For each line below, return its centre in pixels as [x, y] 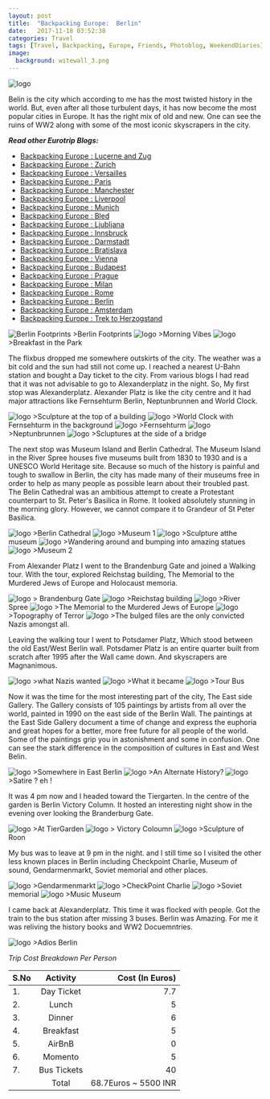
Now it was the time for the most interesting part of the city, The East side [131, 696]
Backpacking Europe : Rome [67, 292]
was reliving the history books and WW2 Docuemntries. [100, 927]
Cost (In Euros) [147, 978]
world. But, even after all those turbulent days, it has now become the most [133, 107]
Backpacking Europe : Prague [69, 275]
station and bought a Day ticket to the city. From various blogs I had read [129, 375]
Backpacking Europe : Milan [66, 284]
